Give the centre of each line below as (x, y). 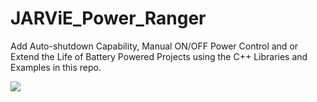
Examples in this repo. (56, 67)
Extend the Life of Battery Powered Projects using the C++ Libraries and (159, 56)
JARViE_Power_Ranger (108, 18)
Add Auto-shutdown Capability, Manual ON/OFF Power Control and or (154, 46)
